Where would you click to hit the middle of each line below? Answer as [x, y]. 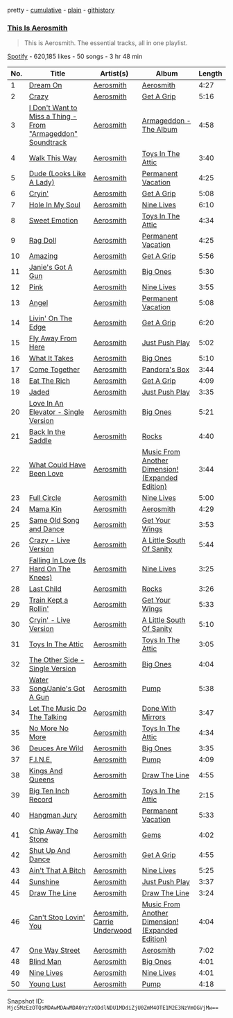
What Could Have [58, 465]
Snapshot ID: [26, 1001]
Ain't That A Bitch [57, 871]
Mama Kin [45, 509]
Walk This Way [53, 158]
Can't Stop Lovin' [57, 917]
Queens [42, 779]
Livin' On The [51, 318]
